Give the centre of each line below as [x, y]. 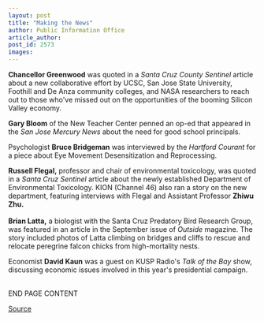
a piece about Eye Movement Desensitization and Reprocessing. [113, 155]
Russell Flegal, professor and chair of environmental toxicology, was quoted [132, 171]
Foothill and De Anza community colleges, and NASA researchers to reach [129, 91]
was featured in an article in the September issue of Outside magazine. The [131, 229]
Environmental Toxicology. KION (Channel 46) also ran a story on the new [128, 187]
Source [20, 309]
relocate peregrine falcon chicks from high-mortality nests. [104, 246]
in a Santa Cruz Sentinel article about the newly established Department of [130, 179]
